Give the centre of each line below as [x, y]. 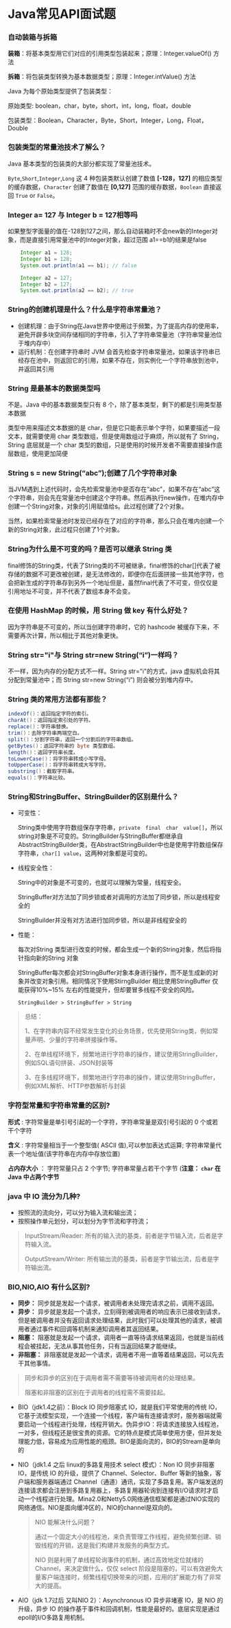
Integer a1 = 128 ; [46, 253]
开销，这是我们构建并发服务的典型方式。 [116, 1546]
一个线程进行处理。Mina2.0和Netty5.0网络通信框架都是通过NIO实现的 [122, 1499]
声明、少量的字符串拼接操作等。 [76, 1040]
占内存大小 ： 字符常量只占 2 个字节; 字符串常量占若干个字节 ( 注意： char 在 [114, 1168]
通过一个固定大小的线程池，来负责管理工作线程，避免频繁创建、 [125, 1537]
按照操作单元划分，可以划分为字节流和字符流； [84, 1221]
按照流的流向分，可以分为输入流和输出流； [78, 1212]
